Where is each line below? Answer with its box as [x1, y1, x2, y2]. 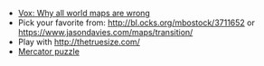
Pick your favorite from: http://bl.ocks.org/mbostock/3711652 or [17, 17, 256, 28]
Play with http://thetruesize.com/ [17, 36, 140, 47]
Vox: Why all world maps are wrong [17, 8, 151, 18]
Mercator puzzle [17, 46, 80, 57]
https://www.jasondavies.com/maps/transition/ [17, 27, 193, 37]
